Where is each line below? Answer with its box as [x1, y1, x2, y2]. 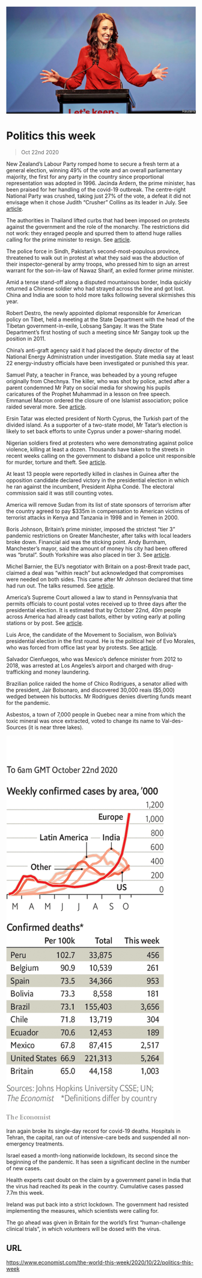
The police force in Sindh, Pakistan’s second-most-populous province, [6, 248, 180, 255]
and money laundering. [32, 668, 90, 675]
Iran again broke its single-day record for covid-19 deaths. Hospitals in [6, 1127, 181, 1135]
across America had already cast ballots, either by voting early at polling [6, 613, 185, 621]
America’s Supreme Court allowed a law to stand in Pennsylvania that [6, 594, 178, 601]
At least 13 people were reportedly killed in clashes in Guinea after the [6, 471, 179, 478]
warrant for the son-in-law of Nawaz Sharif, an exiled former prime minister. [6, 267, 194, 274]
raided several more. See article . [6, 403, 87, 410]
